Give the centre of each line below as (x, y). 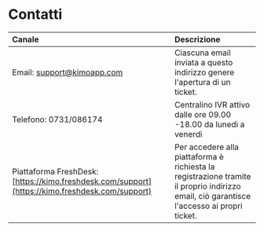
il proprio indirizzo (207, 186)
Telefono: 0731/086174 (57, 119)
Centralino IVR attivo (212, 104)
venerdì (188, 134)
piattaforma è (199, 156)
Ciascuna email (203, 53)
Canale (26, 39)
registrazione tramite (213, 176)
